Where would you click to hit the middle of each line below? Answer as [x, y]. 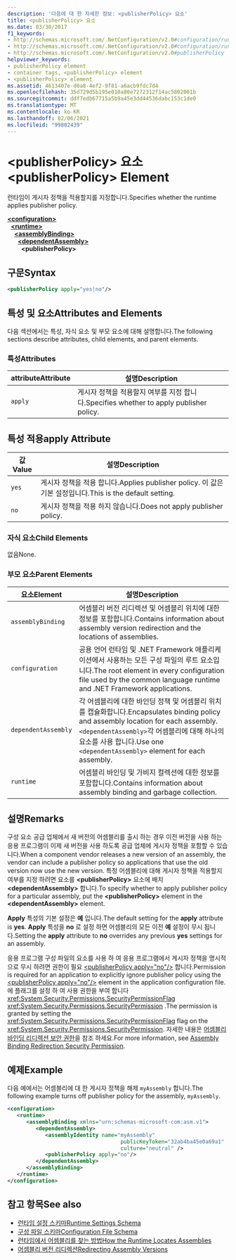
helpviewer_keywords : [39, 60]
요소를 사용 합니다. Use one [122, 741]
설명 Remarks [36, 819]
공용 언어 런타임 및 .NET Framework [136, 649]
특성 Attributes [32, 358]
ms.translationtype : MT [42, 105]
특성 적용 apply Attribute [59, 439]
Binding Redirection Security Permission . [66, 1046]
